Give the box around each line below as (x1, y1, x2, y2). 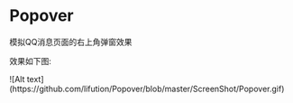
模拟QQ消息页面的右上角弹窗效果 (9, 36, 133, 47)
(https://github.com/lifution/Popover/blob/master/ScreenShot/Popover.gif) (9, 83, 285, 94)
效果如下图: (9, 55, 52, 66)
